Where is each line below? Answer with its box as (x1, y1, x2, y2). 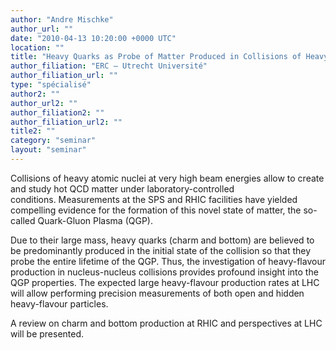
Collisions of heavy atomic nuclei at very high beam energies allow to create (10, 172, 325, 184)
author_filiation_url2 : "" (10, 117, 123, 127)
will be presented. (10, 327, 85, 340)
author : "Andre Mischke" (10, 14, 114, 25)
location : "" (10, 42, 65, 53)
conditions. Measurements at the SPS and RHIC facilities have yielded (10, 193, 298, 205)
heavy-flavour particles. (10, 297, 109, 310)
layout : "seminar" (10, 145, 87, 155)
